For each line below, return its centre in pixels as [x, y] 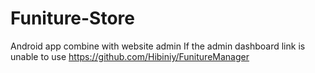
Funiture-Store [73, 18]
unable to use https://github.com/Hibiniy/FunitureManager [130, 56]
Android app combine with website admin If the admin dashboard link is [158, 46]
